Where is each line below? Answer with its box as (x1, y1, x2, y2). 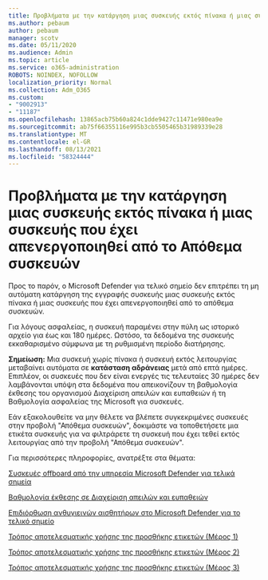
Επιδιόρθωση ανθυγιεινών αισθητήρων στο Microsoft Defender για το (8, 508, 241, 518)
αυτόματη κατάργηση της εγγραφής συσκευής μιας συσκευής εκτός (8, 290, 235, 299)
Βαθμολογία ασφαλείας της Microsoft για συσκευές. (8, 397, 184, 407)
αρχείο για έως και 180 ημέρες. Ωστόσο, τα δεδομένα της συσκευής (8, 330, 235, 340)
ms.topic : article (8, 57, 69, 65)
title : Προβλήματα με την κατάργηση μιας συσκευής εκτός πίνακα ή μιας (8, 11, 251, 20)
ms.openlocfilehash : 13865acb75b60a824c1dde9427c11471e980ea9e (8, 116, 223, 124)
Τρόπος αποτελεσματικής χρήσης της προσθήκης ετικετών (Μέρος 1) (8, 532, 238, 542)
